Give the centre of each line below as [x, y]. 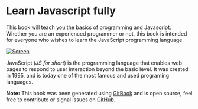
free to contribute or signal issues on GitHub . [61, 100]
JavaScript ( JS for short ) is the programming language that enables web [94, 63]
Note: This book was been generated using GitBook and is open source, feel [99, 93]
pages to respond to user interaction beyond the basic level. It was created [97, 69]
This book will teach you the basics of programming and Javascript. [89, 27]
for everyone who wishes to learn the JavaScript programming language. [95, 40]
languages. [20, 82]
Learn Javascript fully [61, 11]
